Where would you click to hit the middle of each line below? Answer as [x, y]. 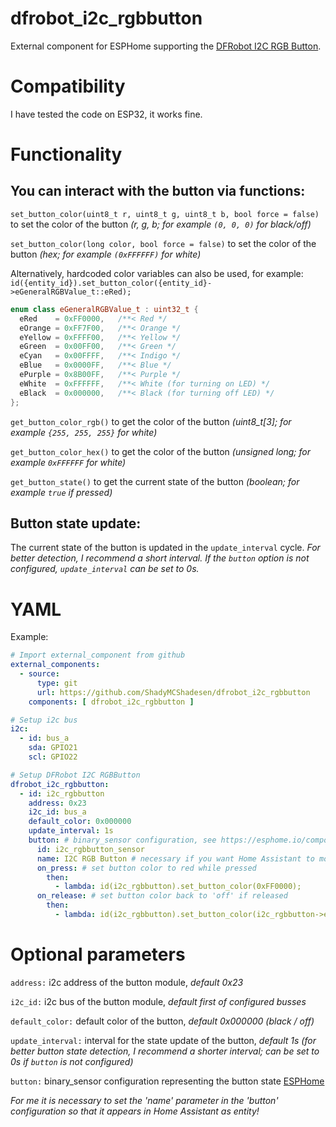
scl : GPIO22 [53, 757]
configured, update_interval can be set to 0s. [105, 569]
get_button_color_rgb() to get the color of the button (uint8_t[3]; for [151, 421]
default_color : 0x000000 [80, 822]
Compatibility [68, 86]
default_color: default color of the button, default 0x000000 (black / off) [162, 1021]
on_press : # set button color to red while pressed [146, 868]
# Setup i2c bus [44, 720]
